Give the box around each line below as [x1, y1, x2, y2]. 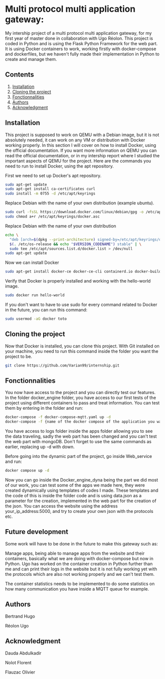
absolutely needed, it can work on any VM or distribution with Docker [5, 137, 145, 143]
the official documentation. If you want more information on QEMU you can [5, 147, 157, 153]
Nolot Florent [5, 659, 32, 665]
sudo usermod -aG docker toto [5, 316, 67, 321]
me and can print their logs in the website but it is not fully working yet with [5, 566, 157, 572]
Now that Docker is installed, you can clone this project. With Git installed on [5, 343, 160, 349]
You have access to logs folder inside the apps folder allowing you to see [5, 428, 153, 434]
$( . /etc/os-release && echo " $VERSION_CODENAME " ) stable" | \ [9, 242, 142, 247]
